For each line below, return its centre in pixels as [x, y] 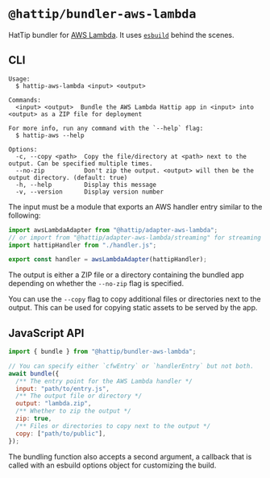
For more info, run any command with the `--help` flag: [106, 128]
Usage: [19, 79]
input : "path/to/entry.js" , [63, 389]
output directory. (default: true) [68, 177]
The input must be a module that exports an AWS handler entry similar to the [135, 206]
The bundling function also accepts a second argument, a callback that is [130, 456]
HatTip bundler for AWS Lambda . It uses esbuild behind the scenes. [122, 35]
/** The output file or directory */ [79, 396]
